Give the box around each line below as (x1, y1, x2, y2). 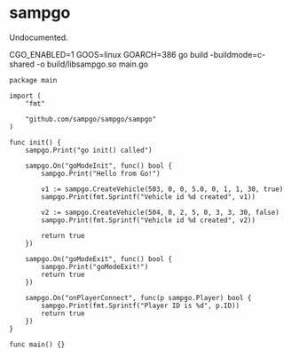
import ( (9, 91, 42, 100)
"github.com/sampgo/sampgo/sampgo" (25, 115, 157, 123)
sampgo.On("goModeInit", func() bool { (25, 161, 173, 171)
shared (9, 59, 35, 69)
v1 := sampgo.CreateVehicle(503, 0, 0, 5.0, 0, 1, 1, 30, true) (41, 185, 284, 194)
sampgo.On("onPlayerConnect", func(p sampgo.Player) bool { (25, 293, 252, 302)
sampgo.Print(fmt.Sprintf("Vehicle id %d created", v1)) (41, 192, 256, 202)
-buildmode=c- (209, 49, 266, 59)
